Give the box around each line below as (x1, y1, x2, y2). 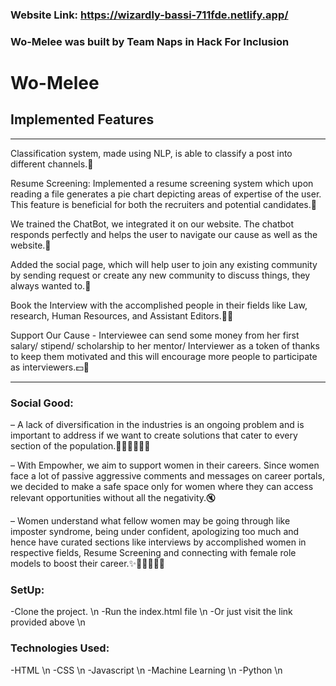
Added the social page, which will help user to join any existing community (10, 258, 318, 270)
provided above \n (10, 616, 86, 628)
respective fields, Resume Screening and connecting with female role (10, 547, 297, 559)
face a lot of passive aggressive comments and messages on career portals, (10, 470, 325, 482)
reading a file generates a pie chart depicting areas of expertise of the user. (10, 188, 322, 200)
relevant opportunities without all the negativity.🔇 (10, 492, 217, 504)
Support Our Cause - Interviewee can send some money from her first (10, 329, 300, 341)
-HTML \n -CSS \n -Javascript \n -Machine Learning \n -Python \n (10, 664, 283, 676)
